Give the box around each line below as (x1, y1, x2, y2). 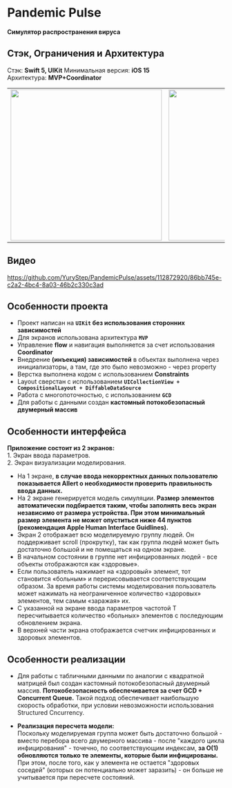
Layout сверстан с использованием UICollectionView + (17, 378, 180, 386)
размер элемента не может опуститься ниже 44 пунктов (17, 516, 192, 524)
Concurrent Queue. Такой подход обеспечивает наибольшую (17, 694, 199, 702)
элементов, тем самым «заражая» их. (17, 597, 131, 605)
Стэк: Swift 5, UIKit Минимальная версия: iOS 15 (7, 66, 150, 74)
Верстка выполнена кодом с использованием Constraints (17, 370, 190, 378)
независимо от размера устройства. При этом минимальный (17, 509, 205, 517)
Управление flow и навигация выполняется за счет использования (17, 340, 215, 349)
